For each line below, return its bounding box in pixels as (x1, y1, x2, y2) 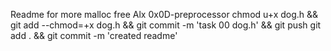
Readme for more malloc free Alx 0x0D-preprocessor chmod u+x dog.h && (10, 9, 319, 20)
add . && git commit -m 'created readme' (10, 30, 178, 41)
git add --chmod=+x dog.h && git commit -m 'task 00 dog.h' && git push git (10, 19, 322, 31)
